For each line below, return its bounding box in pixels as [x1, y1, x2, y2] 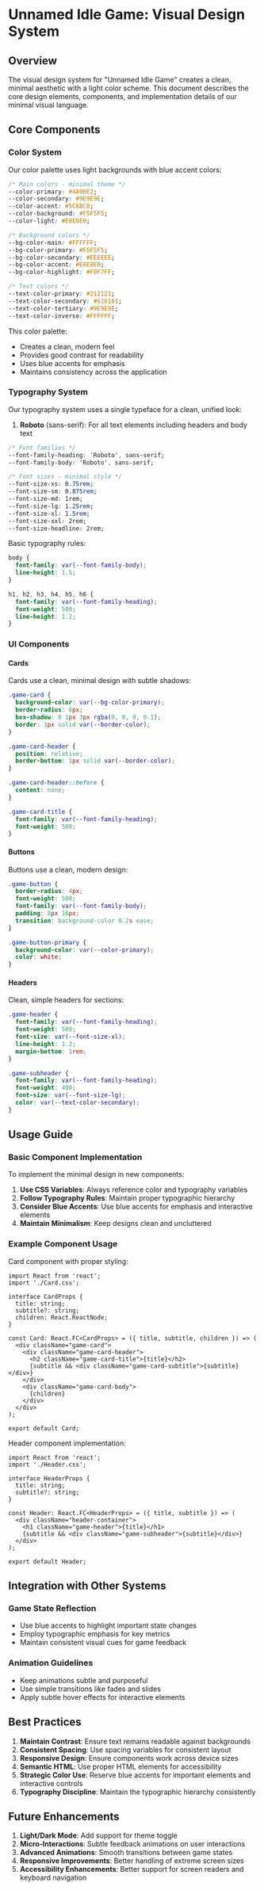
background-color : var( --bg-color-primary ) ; [15, 699, 165, 707]
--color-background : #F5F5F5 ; [8, 210, 109, 218]
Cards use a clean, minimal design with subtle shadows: [8, 676, 192, 685]
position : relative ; [15, 750, 83, 758]
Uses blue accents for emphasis [19, 358, 125, 368]
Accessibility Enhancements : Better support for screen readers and [19, 1865, 244, 1874]
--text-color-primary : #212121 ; [8, 290, 115, 298]
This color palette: [8, 326, 67, 336]
